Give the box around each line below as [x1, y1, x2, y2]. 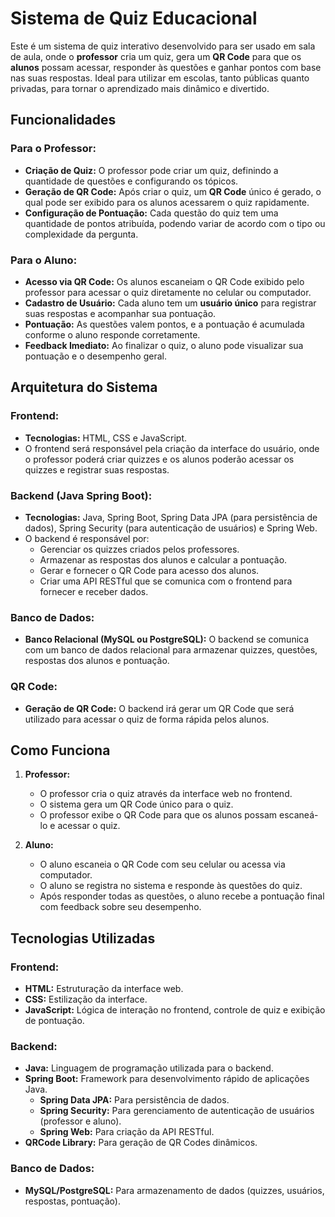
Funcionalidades [10, 112, 117, 129]
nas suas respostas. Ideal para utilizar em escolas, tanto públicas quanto [10, 72, 310, 84]
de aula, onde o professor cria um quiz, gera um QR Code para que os [10, 50, 302, 62]
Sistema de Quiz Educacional [10, 7, 258, 30]
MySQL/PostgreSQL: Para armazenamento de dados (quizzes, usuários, [24, 1184, 325, 1196]
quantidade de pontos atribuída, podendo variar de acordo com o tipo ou [24, 217, 326, 229]
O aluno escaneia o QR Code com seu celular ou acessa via [39, 858, 286, 871]
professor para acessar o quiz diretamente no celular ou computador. [24, 286, 312, 298]
